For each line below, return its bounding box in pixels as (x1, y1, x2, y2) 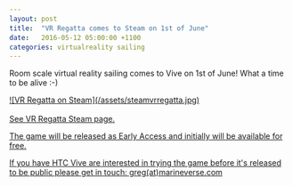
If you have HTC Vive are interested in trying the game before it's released (9, 158, 282, 168)
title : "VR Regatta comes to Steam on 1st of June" (9, 23, 209, 33)
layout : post (9, 14, 58, 23)
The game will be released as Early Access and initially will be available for (9, 131, 283, 142)
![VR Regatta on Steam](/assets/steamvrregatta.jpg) (9, 94, 200, 106)
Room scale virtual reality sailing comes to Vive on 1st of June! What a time (9, 68, 285, 79)
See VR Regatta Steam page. (9, 114, 116, 125)
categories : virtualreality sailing (9, 43, 145, 52)
